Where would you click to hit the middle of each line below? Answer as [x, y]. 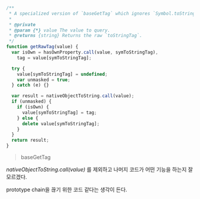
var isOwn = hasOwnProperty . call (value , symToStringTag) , [85, 52]
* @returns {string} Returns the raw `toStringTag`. [76, 36]
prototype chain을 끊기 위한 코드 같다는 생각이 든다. [67, 189]
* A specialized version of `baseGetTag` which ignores [79, 13]
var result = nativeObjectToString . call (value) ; [73, 96]
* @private [22, 24]
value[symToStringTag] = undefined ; [62, 74]
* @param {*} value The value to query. [60, 30]
